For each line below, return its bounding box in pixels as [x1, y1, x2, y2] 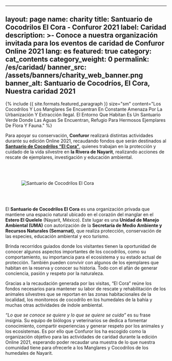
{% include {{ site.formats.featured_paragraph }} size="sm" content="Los [5, 100, 161, 107]
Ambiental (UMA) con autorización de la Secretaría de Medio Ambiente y [5, 222, 162, 228]
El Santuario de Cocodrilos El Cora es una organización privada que [5, 206, 150, 212]
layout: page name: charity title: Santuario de [5, 15, 153, 24]
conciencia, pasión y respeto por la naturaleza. [5, 270, 104, 277]
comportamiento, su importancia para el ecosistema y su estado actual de [5, 254, 162, 260]
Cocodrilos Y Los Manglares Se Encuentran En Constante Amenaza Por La [5, 106, 163, 112]
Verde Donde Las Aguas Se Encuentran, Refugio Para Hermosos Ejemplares [5, 117, 166, 123]
